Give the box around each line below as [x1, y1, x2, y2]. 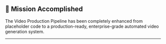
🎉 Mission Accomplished [5, 5, 83, 13]
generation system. [5, 28, 44, 35]
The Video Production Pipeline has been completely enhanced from [5, 18, 143, 24]
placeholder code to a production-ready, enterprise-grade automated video [5, 23, 159, 29]
